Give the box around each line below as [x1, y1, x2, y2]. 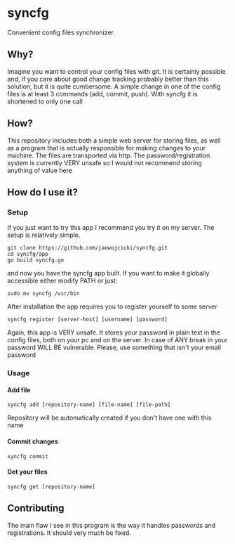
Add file [7, 385, 31, 394]
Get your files [7, 467, 48, 476]
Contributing [7, 503, 65, 514]
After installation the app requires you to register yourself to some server [7, 302, 217, 311]
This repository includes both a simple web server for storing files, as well [7, 136, 221, 145]
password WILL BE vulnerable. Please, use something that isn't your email [7, 343, 222, 352]
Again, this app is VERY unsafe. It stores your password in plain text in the [7, 328, 221, 337]
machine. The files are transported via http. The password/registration [7, 151, 210, 160]
